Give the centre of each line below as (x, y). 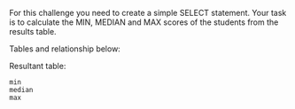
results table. (33, 31)
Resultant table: (38, 66)
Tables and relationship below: (65, 49)
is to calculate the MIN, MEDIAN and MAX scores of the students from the (144, 22)
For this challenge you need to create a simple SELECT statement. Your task (148, 13)
